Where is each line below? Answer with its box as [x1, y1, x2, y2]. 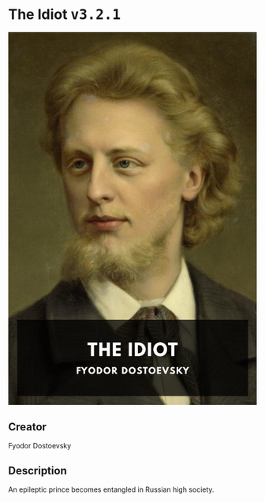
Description [8, 463, 67, 478]
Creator [8, 420, 47, 434]
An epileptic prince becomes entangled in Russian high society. [8, 485, 215, 494]
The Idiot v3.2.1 [8, 6, 121, 24]
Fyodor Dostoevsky [8, 441, 72, 451]
